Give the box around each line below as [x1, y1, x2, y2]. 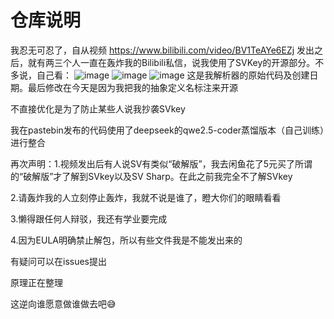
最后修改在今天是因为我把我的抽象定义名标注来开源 [27, 81, 238, 93]
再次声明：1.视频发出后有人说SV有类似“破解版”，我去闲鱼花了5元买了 [10, 157, 296, 170]
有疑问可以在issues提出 [10, 255, 107, 267]
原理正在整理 [10, 276, 63, 288]
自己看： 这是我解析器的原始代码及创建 [36, 69, 310, 81]
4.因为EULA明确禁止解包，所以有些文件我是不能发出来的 [10, 234, 243, 246]
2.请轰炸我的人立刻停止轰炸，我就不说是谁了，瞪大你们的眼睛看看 [10, 191, 282, 203]
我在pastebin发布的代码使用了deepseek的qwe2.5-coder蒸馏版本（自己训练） [10, 124, 325, 136]
